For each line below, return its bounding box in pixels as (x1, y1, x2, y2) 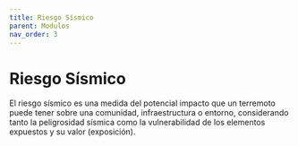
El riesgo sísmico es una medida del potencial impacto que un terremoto (9, 98, 276, 108)
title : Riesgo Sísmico (9, 13, 94, 22)
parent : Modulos (9, 21, 70, 30)
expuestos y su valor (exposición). (9, 126, 136, 137)
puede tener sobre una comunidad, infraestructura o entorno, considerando (9, 107, 289, 118)
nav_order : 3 (9, 30, 58, 39)
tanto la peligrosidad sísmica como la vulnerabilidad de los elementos (9, 117, 266, 128)
